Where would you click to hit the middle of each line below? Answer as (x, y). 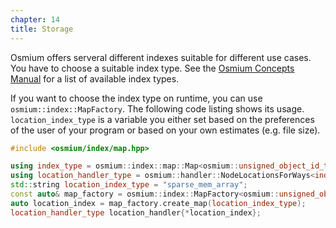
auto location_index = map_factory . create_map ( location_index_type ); (158, 203)
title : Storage (42, 29)
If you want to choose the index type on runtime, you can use (136, 98)
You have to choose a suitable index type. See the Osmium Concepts (152, 68)
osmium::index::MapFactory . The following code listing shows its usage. (157, 108)
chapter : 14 (35, 19)
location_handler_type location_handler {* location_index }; (136, 212)
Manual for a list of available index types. (95, 78)
